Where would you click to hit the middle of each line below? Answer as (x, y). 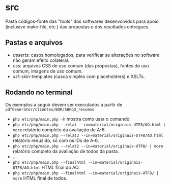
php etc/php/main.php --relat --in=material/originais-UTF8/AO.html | (89, 125)
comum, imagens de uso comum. (48, 71)
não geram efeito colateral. (41, 60)
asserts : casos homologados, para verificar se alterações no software (86, 55)
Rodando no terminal (39, 92)
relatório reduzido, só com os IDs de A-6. (56, 140)
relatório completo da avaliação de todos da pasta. (66, 151)
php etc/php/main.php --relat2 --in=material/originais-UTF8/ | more (88, 146)
